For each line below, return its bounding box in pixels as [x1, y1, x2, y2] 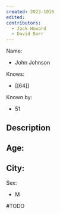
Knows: [6, 71, 25, 78]
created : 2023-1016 [6, 8, 55, 15]
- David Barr [11, 31, 44, 37]
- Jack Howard [11, 25, 46, 32]
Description [6, 123, 50, 133]
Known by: [6, 94, 33, 101]
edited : [6, 14, 26, 20]
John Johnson [14, 59, 50, 66]
